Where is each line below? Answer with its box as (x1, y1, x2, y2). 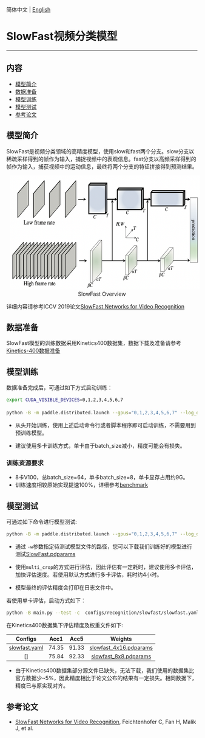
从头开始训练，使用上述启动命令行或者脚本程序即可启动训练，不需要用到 (15, 421, 196, 428)
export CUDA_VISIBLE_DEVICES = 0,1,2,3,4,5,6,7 (6, 397, 123, 403)
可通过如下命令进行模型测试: (6, 518, 78, 525)
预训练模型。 (15, 429, 47, 436)
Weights (110, 635, 132, 642)
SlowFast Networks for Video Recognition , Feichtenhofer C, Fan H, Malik (15, 718, 197, 725)
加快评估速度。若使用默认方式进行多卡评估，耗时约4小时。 (15, 571, 163, 578)
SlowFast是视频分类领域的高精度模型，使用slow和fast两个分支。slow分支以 (6, 147, 195, 155)
